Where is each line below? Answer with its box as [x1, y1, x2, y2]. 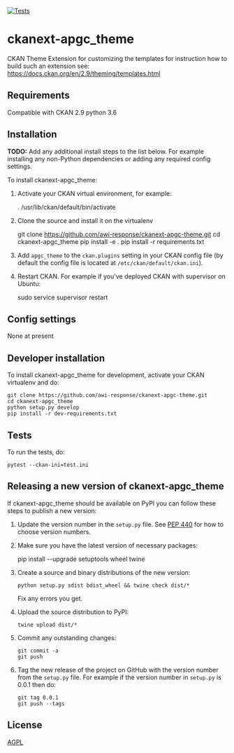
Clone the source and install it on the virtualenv [17, 216, 154, 224]
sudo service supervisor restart [17, 293, 108, 301]
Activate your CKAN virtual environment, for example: [17, 189, 173, 198]
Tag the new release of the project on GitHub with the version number [17, 665, 219, 674]
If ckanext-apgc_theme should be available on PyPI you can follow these [7, 498, 217, 508]
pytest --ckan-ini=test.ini [7, 461, 89, 468]
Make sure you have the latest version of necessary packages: [17, 541, 198, 550]
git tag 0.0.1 [17, 694, 59, 701]
